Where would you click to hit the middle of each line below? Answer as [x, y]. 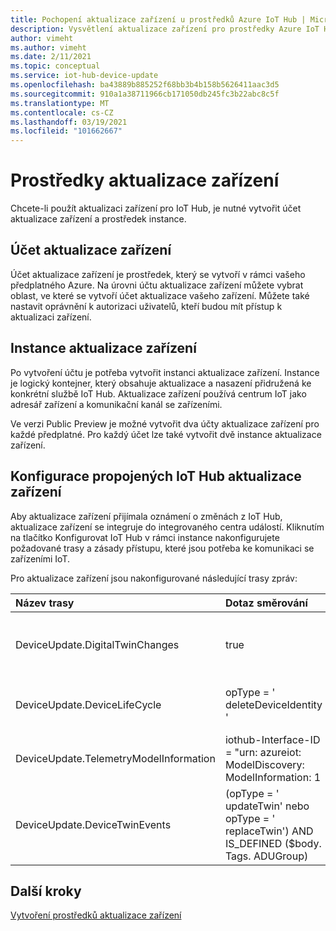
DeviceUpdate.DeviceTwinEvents [93, 824]
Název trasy [45, 603]
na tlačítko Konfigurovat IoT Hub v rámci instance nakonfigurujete [145, 537]
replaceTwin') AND [269, 831]
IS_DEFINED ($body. [273, 843]
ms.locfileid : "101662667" [66, 131]
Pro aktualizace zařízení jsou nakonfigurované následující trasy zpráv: [154, 578]
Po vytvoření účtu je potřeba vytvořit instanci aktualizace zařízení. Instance [165, 372]
